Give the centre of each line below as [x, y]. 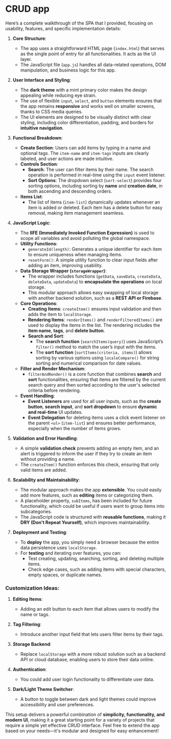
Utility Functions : [39, 243]
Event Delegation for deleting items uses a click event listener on [97, 417]
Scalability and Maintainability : [46, 480]
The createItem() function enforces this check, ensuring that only [90, 464]
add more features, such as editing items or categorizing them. [87, 495]
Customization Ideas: [32, 588]
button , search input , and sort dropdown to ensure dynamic [92, 407]
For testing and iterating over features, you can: [71, 553]
